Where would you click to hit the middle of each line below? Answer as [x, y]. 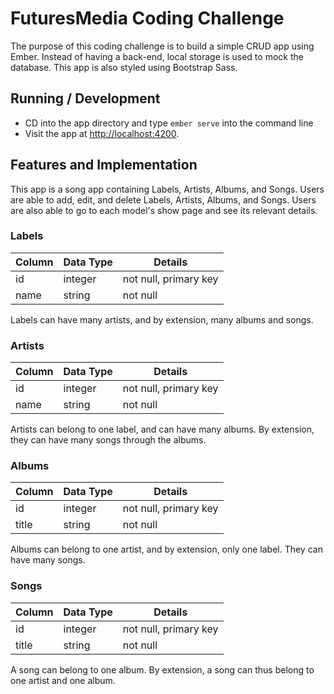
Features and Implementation [104, 165]
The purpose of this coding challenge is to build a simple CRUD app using [162, 46]
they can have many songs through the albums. [108, 440]
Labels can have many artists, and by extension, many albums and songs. [162, 319]
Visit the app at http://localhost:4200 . [102, 133]
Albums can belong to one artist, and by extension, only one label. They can [166, 549]
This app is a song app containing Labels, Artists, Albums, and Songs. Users [167, 189]
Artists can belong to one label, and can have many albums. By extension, [162, 429]
